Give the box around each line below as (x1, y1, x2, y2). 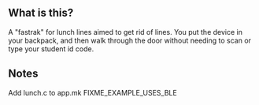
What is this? (8, 6, 74, 20)
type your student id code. (8, 43, 94, 54)
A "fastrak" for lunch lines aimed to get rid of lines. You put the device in (8, 27, 242, 36)
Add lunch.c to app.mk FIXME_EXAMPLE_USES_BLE (8, 88, 177, 97)
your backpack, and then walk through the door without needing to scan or (8, 36, 252, 45)
